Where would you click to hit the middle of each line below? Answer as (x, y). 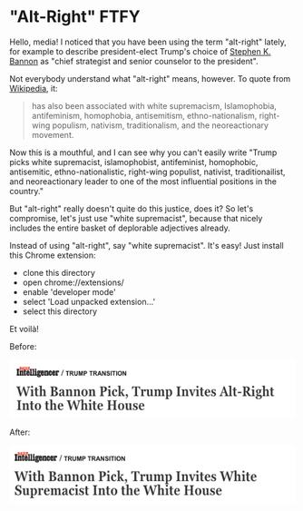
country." (26, 191)
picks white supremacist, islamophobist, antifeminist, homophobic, (134, 162)
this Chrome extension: (53, 255)
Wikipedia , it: (34, 88)
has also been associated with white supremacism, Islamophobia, (154, 105)
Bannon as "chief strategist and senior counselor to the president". (134, 61)
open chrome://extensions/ (73, 282)
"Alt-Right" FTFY (75, 17)
